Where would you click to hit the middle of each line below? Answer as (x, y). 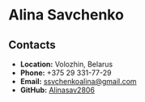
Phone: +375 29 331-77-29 (66, 73)
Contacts (32, 45)
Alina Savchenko (66, 15)
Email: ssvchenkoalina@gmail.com (78, 81)
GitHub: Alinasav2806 (58, 90)
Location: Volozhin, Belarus (66, 64)
